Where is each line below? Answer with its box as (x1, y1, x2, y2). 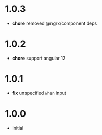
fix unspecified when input (12, 90, 67, 96)
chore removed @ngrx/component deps (12, 20, 97, 26)
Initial (12, 125, 24, 131)
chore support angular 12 (12, 55, 66, 61)
